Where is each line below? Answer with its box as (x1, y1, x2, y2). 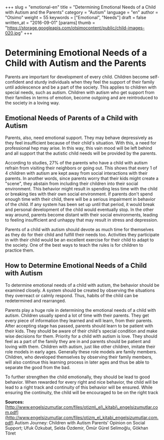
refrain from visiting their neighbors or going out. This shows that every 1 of (5, 165, 158, 171)
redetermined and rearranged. (5, 298, 66, 303)
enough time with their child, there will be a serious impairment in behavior (5, 196, 156, 202)
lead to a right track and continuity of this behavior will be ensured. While (5, 384, 153, 390)
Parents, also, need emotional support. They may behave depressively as (5, 135, 153, 140)
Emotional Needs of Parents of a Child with (5, 114, 138, 122)
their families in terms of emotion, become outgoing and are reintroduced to (5, 94, 158, 100)
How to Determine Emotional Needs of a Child (5, 261, 147, 270)
